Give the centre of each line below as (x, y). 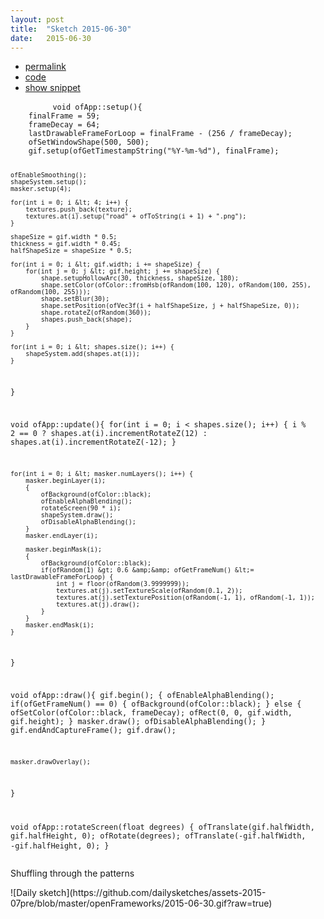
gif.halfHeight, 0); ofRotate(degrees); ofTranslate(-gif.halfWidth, (158, 836)
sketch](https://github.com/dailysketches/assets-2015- (152, 892)
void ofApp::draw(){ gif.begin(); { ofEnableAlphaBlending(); (142, 696)
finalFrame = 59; (64, 116)
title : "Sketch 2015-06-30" (71, 29)
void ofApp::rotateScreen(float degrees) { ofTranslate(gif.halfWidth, (162, 827)
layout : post (37, 19)
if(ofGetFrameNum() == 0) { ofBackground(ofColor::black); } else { (156, 704)
